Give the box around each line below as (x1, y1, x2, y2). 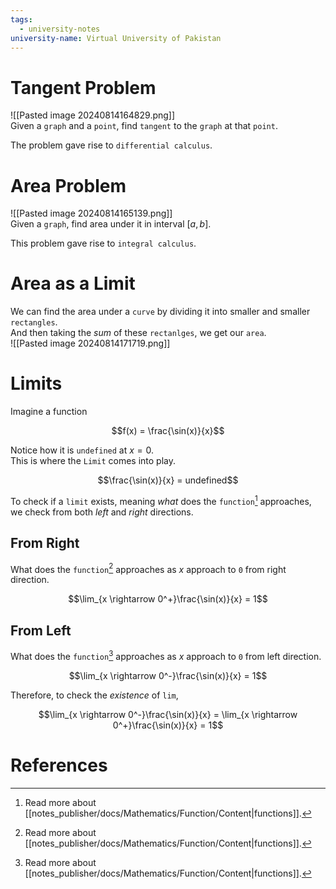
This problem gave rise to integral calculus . (10, 237, 197, 250)
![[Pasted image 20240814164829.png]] (10, 109, 176, 121)
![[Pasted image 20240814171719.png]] (10, 337, 171, 350)
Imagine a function (10, 406, 88, 418)
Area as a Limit (10, 272, 136, 295)
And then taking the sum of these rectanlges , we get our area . (10, 327, 267, 339)
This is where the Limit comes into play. (10, 455, 176, 467)
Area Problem (10, 174, 127, 197)
